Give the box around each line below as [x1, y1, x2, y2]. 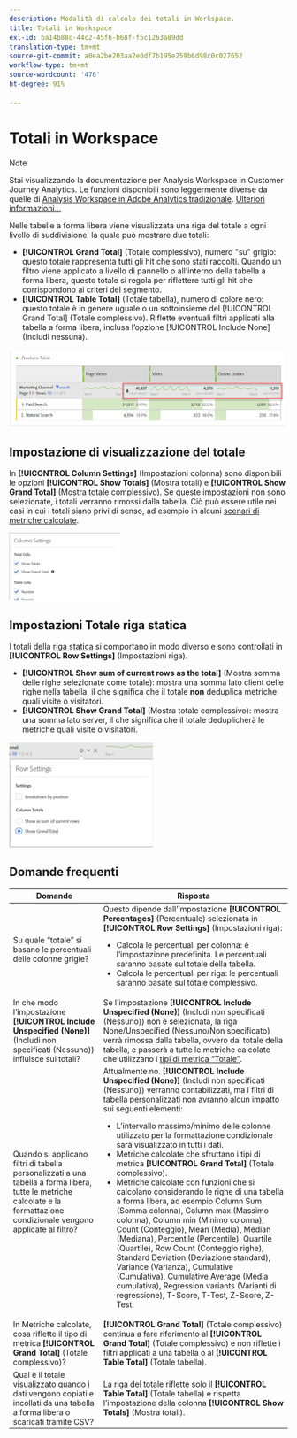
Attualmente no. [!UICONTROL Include [103, 1066, 245, 1077]
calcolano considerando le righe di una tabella [116, 1187, 285, 1197]
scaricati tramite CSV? [12, 1416, 95, 1426]
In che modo [12, 996, 59, 1008]
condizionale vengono [12, 1215, 95, 1226]
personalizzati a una [12, 1168, 87, 1179]
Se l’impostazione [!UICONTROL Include [103, 996, 252, 1008]
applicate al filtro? [12, 1224, 78, 1234]
